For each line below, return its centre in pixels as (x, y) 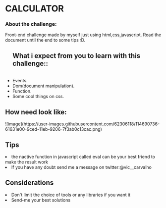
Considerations (29, 183)
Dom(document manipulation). (43, 86)
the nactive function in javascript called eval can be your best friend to (83, 156)
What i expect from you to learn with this (76, 56)
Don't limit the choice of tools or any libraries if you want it (71, 195)
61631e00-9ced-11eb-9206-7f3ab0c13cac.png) (54, 129)
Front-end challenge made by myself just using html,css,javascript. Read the (83, 35)
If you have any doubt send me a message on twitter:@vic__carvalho (82, 167)
